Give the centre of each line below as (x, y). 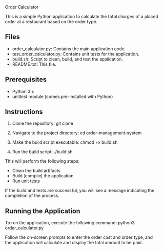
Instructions (24, 112)
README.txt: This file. (34, 64)
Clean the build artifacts (36, 171)
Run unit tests (26, 181)
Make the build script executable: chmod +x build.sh (65, 142)
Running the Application (43, 211)
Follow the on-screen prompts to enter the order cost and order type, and (79, 237)
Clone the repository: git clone (42, 123)
